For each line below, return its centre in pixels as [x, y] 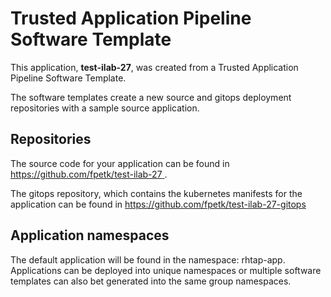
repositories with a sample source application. [105, 108]
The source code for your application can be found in [120, 163]
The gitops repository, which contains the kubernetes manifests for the [156, 193]
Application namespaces [90, 235]
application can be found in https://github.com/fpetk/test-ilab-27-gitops [158, 204]
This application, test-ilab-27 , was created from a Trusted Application [154, 67]
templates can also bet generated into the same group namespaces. [151, 281]
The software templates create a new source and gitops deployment [151, 97]
